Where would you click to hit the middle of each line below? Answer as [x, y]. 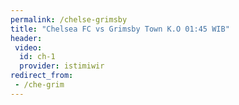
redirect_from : [42, 76]
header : [26, 38]
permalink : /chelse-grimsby [69, 19]
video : [28, 47]
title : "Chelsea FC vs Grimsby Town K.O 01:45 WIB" [120, 29]
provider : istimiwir [62, 66]
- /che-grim [39, 85]
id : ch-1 [37, 57]
